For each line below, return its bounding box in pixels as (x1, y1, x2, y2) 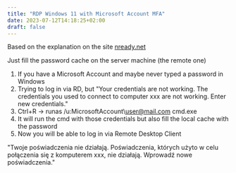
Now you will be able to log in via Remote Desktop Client (17, 129, 182, 138)
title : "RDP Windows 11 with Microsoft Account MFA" (7, 10, 166, 18)
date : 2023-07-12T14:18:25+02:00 (7, 17, 106, 24)
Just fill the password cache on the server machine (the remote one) (7, 56, 206, 65)
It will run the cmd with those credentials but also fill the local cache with (17, 115, 229, 123)
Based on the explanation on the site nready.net (7, 43, 146, 51)
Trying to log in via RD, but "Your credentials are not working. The (17, 85, 209, 94)
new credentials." (17, 100, 68, 108)
